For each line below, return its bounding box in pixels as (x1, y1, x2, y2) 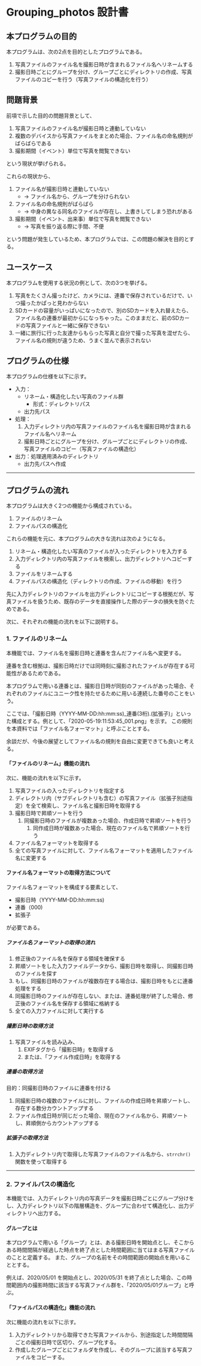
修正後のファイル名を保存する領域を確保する (14, 955, 126, 962)
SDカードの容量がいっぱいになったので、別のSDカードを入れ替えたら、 (14, 306, 192, 314)
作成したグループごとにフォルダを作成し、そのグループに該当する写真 (14, 1346, 188, 1353)
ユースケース (6, 262, 53, 272)
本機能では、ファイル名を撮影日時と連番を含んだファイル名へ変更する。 (6, 649, 184, 656)
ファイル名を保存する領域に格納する (31, 1000, 120, 1007)
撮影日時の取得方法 (6, 1022, 54, 1029)
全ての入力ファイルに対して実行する (14, 1007, 105, 1014)
